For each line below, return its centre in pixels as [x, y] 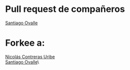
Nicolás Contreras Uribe [30, 57]
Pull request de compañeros [65, 9]
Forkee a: [25, 43]
